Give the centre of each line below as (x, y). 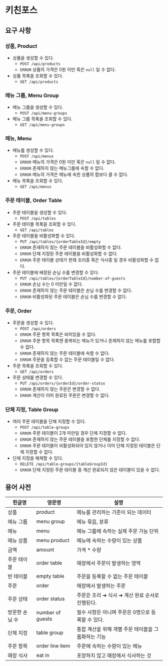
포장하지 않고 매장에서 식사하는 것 (114, 655)
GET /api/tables (37, 230)
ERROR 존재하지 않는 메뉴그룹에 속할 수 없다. (62, 168)
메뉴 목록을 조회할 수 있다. (38, 181)
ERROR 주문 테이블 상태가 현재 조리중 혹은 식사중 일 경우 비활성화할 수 (87, 260)
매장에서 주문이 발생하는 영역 (109, 563)
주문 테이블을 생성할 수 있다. (40, 212)
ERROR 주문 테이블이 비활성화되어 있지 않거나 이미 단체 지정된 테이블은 (87, 446)
